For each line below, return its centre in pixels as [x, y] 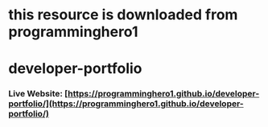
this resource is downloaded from [123, 15]
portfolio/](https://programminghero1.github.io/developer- [126, 104]
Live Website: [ [38, 94]
